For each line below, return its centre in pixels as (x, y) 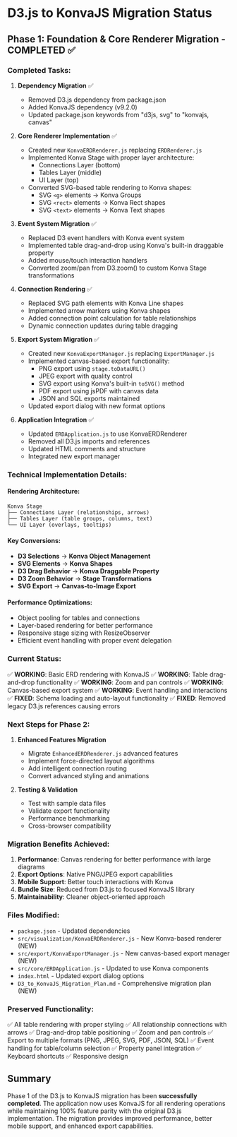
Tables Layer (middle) (70, 172)
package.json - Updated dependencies (74, 931)
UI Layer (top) (59, 180)
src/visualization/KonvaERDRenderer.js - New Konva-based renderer (120, 938)
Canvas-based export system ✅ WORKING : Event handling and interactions (117, 690)
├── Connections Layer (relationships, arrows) (79, 513)
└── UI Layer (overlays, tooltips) (60, 525)
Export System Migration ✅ (59, 339)
